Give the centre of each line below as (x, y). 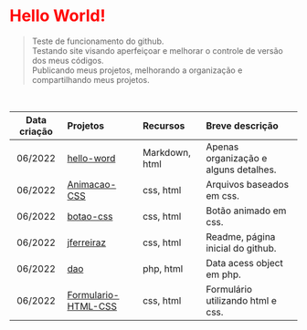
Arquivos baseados (247, 184)
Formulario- (93, 294)
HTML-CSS (92, 306)
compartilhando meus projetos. (91, 79)
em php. (223, 274)
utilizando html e (241, 300)
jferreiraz (87, 242)
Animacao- (92, 184)
